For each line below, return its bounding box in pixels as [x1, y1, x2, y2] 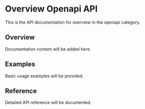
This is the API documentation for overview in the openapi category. [5, 19, 141, 25]
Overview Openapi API [5, 3, 98, 14]
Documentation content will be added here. [5, 46, 91, 52]
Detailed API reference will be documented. [5, 100, 92, 106]
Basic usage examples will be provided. [5, 73, 84, 79]
